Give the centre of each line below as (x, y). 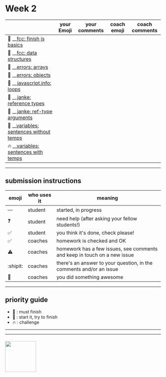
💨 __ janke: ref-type (30, 111)
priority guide (27, 300)
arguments (20, 117)
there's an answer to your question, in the (105, 263)
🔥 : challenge (26, 322)
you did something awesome (90, 277)
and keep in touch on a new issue (95, 255)
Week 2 (21, 9)
